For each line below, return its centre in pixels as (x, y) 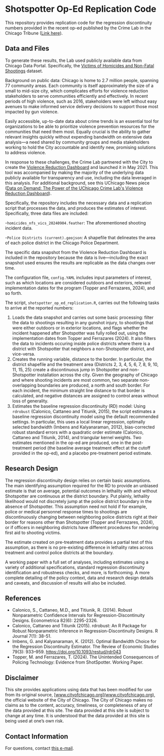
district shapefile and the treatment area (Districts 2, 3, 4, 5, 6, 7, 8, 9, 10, (85, 364)
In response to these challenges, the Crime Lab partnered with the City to (79, 162)
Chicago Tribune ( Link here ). (34, 33)
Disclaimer (22, 678)
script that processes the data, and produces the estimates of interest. (76, 208)
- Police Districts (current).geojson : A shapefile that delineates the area (80, 237)
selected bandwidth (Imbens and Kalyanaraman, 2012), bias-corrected (83, 427)
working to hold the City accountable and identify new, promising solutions (81, 147)
